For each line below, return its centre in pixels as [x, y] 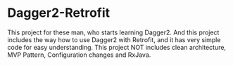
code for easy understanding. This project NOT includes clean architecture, [117, 47]
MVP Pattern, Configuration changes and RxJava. [79, 55]
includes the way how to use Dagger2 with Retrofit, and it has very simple [114, 39]
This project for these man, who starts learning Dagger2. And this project [113, 32]
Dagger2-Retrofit [59, 13]
